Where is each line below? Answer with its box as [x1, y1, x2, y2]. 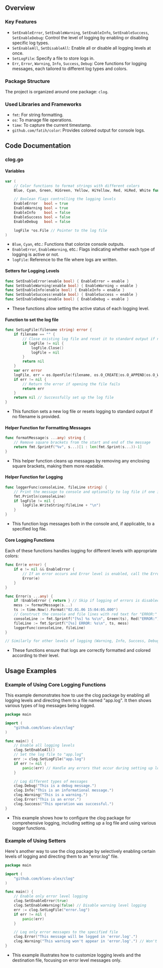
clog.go [5, 156, 24, 163]
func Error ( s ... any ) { [5, 594, 53, 599]
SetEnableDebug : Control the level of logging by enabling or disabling [12, 34, 148, 40]
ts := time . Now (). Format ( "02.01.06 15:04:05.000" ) [14, 607, 118, 612]
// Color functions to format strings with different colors [14, 183, 140, 188]
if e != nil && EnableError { [14, 567, 75, 572]
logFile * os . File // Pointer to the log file [14, 228, 108, 233]
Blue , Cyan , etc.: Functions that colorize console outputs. [12, 241, 125, 247]
